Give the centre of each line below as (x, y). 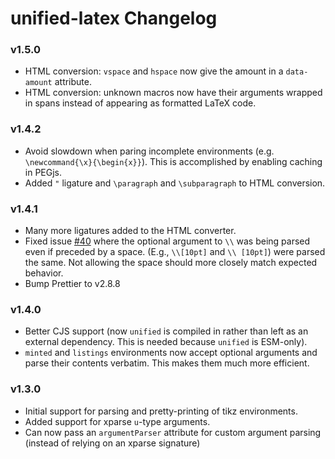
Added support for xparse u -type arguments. (117, 421)
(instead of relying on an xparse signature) (112, 443)
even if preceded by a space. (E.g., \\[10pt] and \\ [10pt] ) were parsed (175, 252)
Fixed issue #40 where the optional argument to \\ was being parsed (167, 241)
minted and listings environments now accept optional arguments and (171, 353)
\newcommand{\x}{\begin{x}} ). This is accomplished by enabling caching (173, 161)
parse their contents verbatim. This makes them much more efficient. (167, 363)
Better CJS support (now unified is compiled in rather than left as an (166, 331)
